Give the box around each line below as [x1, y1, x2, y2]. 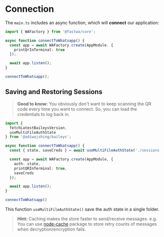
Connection [5, 3, 54, 15]
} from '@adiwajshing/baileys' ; [5, 134, 71, 140]
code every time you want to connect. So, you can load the [17, 106, 137, 112]
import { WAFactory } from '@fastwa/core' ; [5, 29, 96, 34]
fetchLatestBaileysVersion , [9, 125, 67, 130]
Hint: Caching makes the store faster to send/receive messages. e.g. [17, 216, 158, 222]
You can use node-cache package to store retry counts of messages [17, 221, 157, 227]
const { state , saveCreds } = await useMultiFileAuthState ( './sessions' [9, 148, 162, 153]
